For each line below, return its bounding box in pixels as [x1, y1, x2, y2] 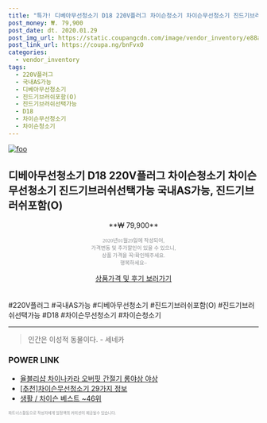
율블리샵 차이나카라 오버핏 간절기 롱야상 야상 [19, 374, 159, 383]
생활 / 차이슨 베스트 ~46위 [19, 394, 102, 403]
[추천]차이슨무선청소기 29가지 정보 [19, 383, 128, 393]
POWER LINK [8, 355, 60, 366]
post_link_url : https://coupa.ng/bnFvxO [8, 41, 145, 49]
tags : [8, 63, 26, 71]
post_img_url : [8, 33, 56, 42]
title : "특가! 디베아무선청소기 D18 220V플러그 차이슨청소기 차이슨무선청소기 [8, 11, 230, 20]
